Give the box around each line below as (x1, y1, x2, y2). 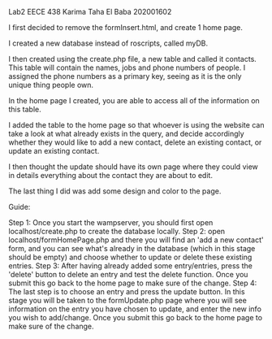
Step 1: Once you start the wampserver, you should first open (8, 218, 214, 227)
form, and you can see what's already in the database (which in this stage (8, 244, 256, 253)
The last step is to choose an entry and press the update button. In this (8, 287, 245, 296)
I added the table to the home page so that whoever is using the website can (8, 120, 265, 129)
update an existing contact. (8, 146, 100, 155)
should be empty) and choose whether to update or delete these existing (8, 252, 253, 262)
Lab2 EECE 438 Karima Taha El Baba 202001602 (8, 7, 172, 16)
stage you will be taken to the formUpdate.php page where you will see (8, 296, 248, 305)
